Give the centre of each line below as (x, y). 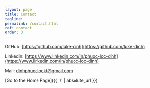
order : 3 (14, 32)
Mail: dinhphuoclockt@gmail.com (39, 71)
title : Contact (21, 14)
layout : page (19, 10)
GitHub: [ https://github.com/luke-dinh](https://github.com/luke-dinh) (75, 46)
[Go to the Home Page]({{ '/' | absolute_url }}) (51, 80)
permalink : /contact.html (32, 23)
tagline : (14, 19)
